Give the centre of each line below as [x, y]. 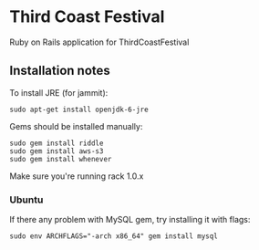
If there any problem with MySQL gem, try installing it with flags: [130, 220]
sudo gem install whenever [61, 159]
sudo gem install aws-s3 [57, 151]
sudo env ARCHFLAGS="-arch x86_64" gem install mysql [114, 236]
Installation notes [60, 71]
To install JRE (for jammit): [59, 92]
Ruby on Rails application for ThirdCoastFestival [99, 42]
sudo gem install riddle [57, 143]
